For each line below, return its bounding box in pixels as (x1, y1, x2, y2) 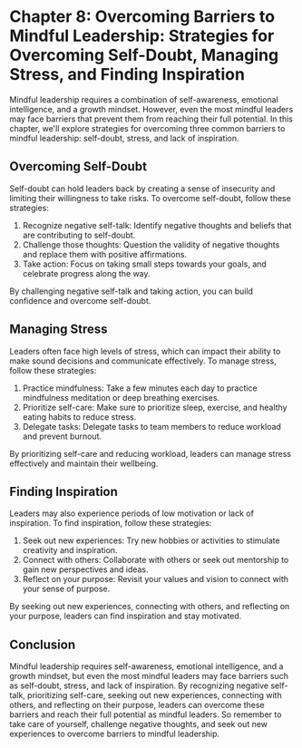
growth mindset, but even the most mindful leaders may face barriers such (9, 671, 288, 682)
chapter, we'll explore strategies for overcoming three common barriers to (9, 122, 286, 133)
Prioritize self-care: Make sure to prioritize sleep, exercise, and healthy (22, 402, 287, 413)
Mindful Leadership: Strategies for (9, 25, 275, 46)
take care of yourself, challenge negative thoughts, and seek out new (9, 719, 268, 730)
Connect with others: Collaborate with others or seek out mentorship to (22, 555, 289, 566)
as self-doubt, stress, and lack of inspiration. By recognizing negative (9, 680, 269, 691)
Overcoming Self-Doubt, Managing (9, 45, 279, 65)
